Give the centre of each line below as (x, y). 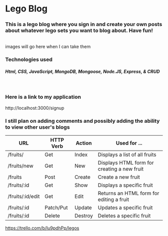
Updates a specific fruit (125, 208)
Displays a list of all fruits (127, 154)
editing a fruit (113, 199)
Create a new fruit (119, 177)
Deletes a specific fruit (124, 216)
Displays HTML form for (126, 163)
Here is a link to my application (43, 97)
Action (84, 143)
